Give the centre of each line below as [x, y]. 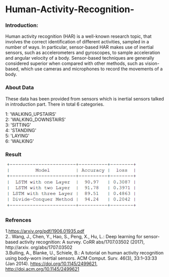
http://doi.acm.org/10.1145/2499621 [43, 269]
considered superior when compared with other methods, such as [75, 64]
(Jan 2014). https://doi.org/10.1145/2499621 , [51, 264]
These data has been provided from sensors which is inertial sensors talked [85, 98]
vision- [152, 64]
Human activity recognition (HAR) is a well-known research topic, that [78, 36]
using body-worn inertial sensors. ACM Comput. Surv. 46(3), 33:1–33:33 [81, 258]
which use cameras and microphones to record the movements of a [92, 69]
